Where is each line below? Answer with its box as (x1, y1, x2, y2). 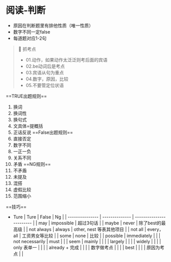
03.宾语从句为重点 (25, 69, 64, 75)
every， (147, 226, 164, 232)
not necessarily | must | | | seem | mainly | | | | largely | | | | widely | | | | (13, 238, 161, 244)
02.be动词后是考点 (25, 63, 65, 69)
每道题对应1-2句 (13, 35, 47, 41)
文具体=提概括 (13, 123, 44, 129)
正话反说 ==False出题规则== (13, 129, 73, 135)
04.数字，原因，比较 (25, 76, 69, 82)
